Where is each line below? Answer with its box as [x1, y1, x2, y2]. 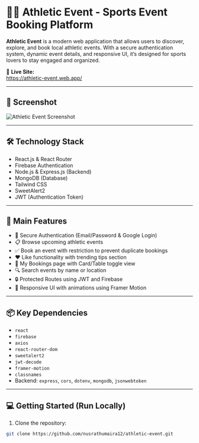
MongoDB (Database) [14, 174, 68, 181]
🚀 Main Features [6, 216, 67, 226]
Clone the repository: [14, 419, 67, 426]
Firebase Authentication [14, 162, 73, 169]
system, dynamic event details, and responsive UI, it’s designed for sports [6, 50, 187, 57]
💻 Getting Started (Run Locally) [6, 401, 126, 411]
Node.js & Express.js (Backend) [14, 168, 92, 175]
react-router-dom [14, 347, 58, 353]
